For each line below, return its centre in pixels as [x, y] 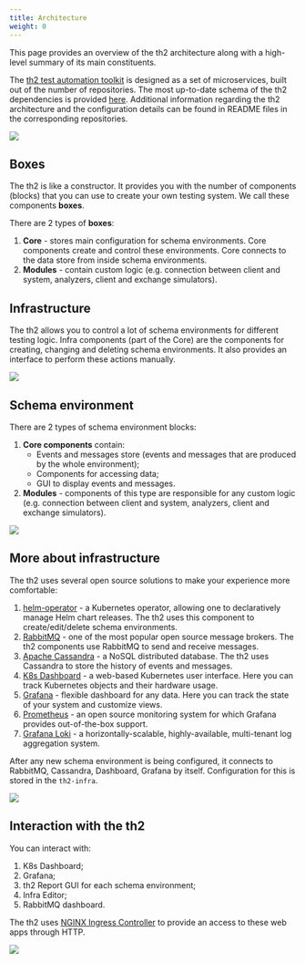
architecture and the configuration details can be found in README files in [148, 109]
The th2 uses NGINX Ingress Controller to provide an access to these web [148, 922]
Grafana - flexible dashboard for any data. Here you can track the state [156, 695]
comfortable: [33, 590]
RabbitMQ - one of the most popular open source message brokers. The [158, 637]
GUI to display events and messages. [106, 483]
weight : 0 [28, 26]
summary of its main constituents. [92, 62]
